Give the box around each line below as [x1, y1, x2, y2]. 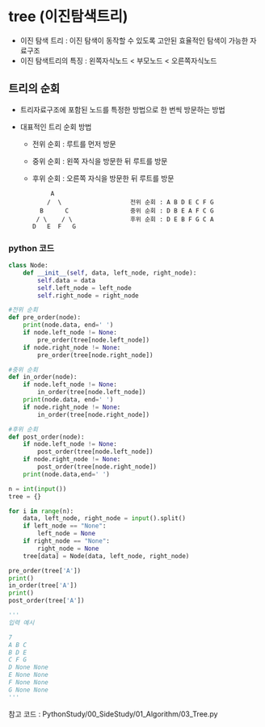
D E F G [32, 222, 77, 230]
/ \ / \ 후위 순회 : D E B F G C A [36, 215, 214, 223]
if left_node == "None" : [23, 522, 107, 530]
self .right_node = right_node [37, 292, 139, 300]
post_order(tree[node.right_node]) [37, 463, 158, 471]
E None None [8, 671, 48, 679]
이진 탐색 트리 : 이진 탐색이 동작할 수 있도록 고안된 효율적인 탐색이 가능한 [19, 36, 249, 45]
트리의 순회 [8, 82, 61, 95]
